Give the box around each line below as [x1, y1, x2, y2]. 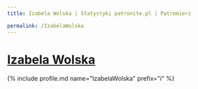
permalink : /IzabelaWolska [7, 22, 84, 29]
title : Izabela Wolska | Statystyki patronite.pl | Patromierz [7, 10, 192, 17]
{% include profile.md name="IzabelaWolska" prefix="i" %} [7, 75, 175, 83]
